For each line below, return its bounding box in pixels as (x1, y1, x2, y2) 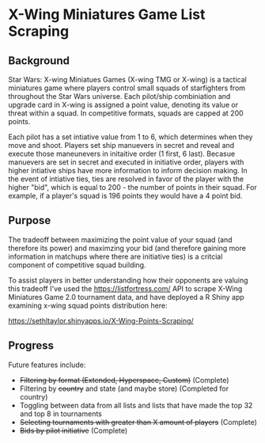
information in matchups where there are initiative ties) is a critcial (8, 252, 223, 261)
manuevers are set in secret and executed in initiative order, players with (8, 157, 244, 167)
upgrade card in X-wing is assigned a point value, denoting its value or (8, 100, 239, 109)
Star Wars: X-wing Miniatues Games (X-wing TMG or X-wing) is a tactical (8, 75, 247, 84)
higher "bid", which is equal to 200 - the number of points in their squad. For (8, 183, 257, 191)
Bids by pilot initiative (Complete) (19, 426, 128, 435)
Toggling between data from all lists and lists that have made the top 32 (19, 400, 253, 410)
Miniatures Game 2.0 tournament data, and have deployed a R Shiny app (8, 292, 245, 301)
